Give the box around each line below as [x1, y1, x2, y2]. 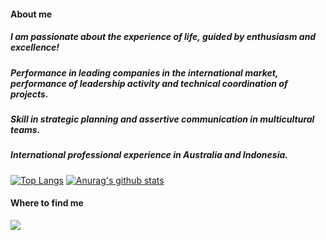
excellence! [10, 41, 60, 54]
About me [10, 8, 53, 20]
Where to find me [10, 197, 84, 209]
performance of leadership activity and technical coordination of [10, 77, 288, 89]
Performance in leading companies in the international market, [10, 66, 279, 79]
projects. [10, 88, 49, 100]
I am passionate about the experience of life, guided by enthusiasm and [10, 31, 317, 43]
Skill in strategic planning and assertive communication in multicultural [10, 113, 315, 125]
